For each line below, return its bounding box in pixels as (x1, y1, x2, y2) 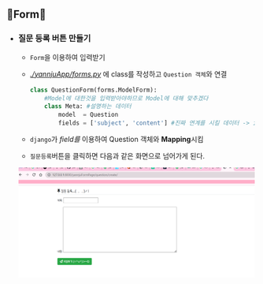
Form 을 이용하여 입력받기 (29, 52, 106, 62)
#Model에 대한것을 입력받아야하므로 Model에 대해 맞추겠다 (44, 94, 209, 103)
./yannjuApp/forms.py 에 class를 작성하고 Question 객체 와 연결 (29, 69, 228, 79)
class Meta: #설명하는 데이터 (44, 103, 132, 110)
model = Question (57, 111, 119, 119)
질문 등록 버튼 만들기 (17, 33, 91, 44)
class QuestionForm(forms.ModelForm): (29, 86, 157, 94)
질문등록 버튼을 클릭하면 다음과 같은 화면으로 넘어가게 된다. (29, 151, 206, 161)
